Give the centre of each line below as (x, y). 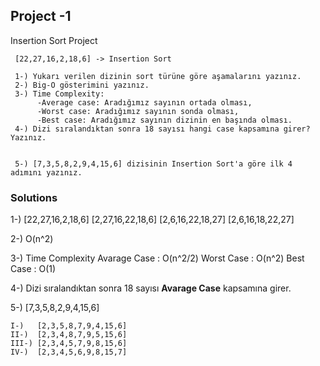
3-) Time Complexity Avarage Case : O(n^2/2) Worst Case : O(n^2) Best (157, 258)
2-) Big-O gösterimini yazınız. (82, 85)
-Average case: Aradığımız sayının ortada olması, (144, 102)
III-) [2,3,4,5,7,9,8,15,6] (69, 344)
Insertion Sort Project (54, 40)
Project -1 (41, 16)
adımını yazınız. (46, 172)
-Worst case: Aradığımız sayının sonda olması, (138, 111)
